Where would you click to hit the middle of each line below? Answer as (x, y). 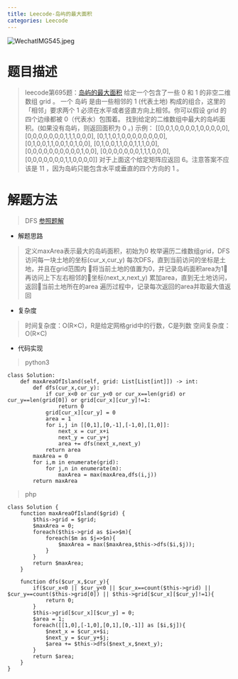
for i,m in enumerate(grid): (76, 462)
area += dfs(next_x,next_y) (99, 444)
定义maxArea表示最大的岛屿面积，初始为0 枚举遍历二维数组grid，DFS (127, 251)
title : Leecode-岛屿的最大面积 (50, 14)
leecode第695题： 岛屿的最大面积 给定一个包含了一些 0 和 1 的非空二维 (128, 92)
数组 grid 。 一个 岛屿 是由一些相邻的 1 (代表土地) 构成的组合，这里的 (125, 102)
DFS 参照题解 (44, 221)
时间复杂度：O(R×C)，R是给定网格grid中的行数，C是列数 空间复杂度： (128, 326)
